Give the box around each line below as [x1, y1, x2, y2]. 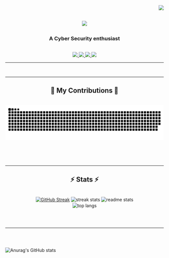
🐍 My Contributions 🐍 [50, 86, 119, 95]
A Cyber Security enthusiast [49, 35, 120, 42]
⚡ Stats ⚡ [70, 176, 99, 184]
